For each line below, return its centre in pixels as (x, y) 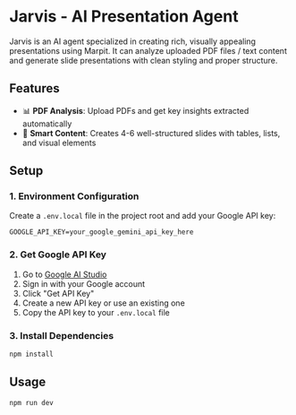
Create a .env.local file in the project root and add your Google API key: (143, 216)
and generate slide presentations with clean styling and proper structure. (144, 60)
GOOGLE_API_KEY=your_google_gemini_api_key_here (101, 232)
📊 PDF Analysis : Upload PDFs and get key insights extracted (135, 110)
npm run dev (31, 402)
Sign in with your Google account (84, 283)
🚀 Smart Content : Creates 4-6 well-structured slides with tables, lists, (151, 133)
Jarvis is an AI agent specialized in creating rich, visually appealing (133, 41)
